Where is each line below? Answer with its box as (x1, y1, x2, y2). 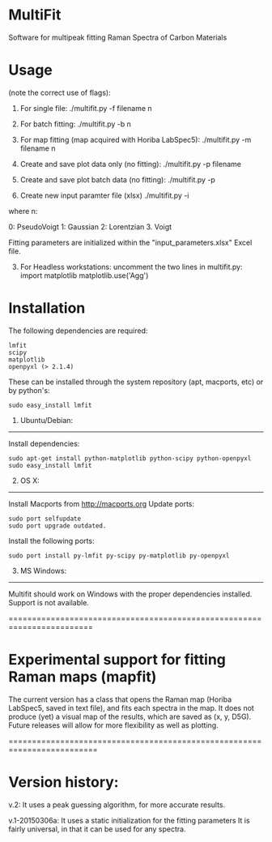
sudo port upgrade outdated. (8, 521, 107, 530)
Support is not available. (8, 597, 89, 607)
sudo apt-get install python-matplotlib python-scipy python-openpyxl (8, 454, 252, 463)
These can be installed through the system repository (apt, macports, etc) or (8, 377, 264, 387)
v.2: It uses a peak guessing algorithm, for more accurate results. (8, 800, 226, 810)
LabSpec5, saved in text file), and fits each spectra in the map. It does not (8, 703, 255, 712)
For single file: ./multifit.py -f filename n (19, 103, 152, 113)
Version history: (8, 772, 119, 791)
